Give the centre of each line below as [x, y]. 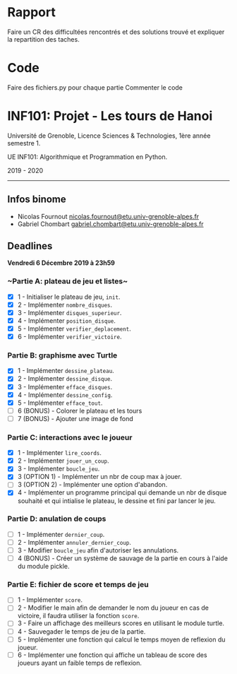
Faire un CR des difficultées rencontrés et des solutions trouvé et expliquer [116, 32]
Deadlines [30, 246]
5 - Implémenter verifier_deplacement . [74, 329]
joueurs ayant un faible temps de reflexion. [80, 663]
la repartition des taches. [43, 39]
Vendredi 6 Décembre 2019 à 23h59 [61, 263]
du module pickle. [43, 567]
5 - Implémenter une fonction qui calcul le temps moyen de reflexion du [121, 639]
